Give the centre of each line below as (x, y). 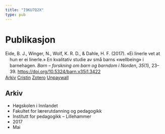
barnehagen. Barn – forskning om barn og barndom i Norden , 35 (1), (80, 66)
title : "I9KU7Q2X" (24, 10)
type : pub (16, 15)
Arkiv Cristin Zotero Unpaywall (37, 77)
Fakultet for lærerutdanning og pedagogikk (57, 111)
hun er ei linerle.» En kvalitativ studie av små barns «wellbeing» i (77, 60)
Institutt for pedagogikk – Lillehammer (52, 116)
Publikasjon (30, 40)
